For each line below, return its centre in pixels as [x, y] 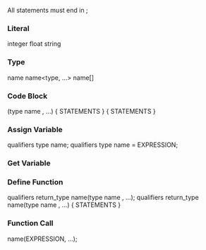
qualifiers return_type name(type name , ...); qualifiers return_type [103, 198]
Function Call [31, 223]
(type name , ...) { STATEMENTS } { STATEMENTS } [82, 111]
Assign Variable [35, 129]
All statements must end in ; [48, 10]
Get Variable [29, 163]
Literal [18, 28]
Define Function [35, 182]
